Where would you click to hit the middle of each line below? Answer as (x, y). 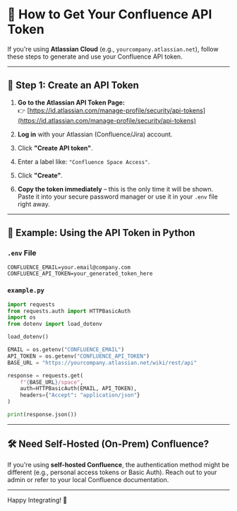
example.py (26, 290)
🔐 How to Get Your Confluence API (110, 14)
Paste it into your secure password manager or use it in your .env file (118, 196)
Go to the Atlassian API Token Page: (71, 102)
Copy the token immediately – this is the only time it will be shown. (115, 189)
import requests (31, 304)
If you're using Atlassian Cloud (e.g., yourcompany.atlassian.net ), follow (113, 49)
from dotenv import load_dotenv (55, 324)
